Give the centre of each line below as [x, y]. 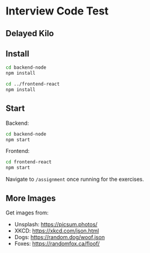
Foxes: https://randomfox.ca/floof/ [57, 244]
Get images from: [27, 213]
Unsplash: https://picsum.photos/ [56, 225]
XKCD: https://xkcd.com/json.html [57, 231]
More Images [31, 198]
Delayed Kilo [30, 33]
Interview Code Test [57, 11]
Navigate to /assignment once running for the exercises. [75, 180]
